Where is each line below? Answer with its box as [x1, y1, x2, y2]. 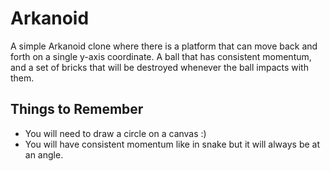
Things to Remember [10, 101, 144, 118]
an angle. [24, 148, 64, 161]
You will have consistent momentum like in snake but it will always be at [24, 138, 321, 150]
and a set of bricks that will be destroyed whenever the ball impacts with [10, 61, 309, 73]
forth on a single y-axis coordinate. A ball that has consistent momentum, [10, 50, 312, 62]
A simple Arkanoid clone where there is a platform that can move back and [10, 40, 318, 52]
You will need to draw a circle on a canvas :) [24, 127, 207, 139]
